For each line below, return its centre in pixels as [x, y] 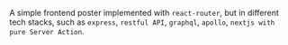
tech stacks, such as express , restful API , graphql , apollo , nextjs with [142, 22]
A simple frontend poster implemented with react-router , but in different [144, 13]
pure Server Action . [47, 31]
